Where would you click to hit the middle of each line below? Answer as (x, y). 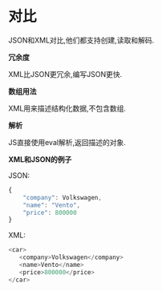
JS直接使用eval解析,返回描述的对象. (67, 142)
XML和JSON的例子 (40, 159)
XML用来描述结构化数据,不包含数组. (67, 108)
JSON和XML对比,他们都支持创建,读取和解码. (81, 40)
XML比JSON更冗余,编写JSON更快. (65, 74)
